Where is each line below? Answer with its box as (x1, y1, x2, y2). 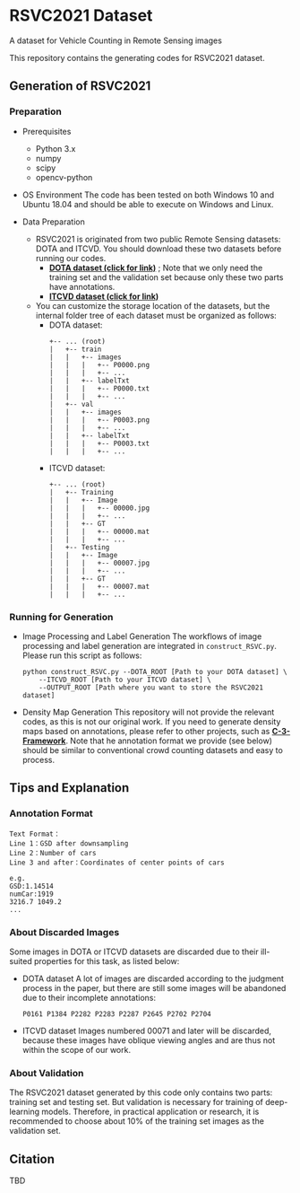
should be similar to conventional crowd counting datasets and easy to (21, 744, 284, 755)
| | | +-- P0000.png (48, 360, 150, 369)
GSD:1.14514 (9, 882, 54, 890)
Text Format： (9, 829, 61, 838)
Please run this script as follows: (21, 650, 142, 661)
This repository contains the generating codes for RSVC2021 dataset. (9, 52, 266, 63)
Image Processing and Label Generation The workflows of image (21, 630, 262, 642)
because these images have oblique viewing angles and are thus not (21, 1034, 276, 1046)
